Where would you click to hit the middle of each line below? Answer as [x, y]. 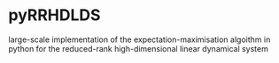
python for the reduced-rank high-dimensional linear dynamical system [139, 48]
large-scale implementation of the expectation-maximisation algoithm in [139, 39]
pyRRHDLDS [54, 15]
